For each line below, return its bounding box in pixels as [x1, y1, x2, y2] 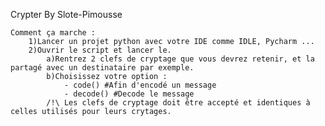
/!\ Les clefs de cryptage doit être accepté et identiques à [46, 98, 311, 108]
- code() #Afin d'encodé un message [63, 80, 217, 90]
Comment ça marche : [10, 28, 97, 38]
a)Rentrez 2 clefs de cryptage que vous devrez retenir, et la [46, 54, 315, 64]
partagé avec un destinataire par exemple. [10, 63, 195, 73]
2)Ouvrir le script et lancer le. [28, 45, 172, 55]
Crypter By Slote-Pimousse [10, 9, 123, 20]
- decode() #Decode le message [63, 89, 195, 99]
